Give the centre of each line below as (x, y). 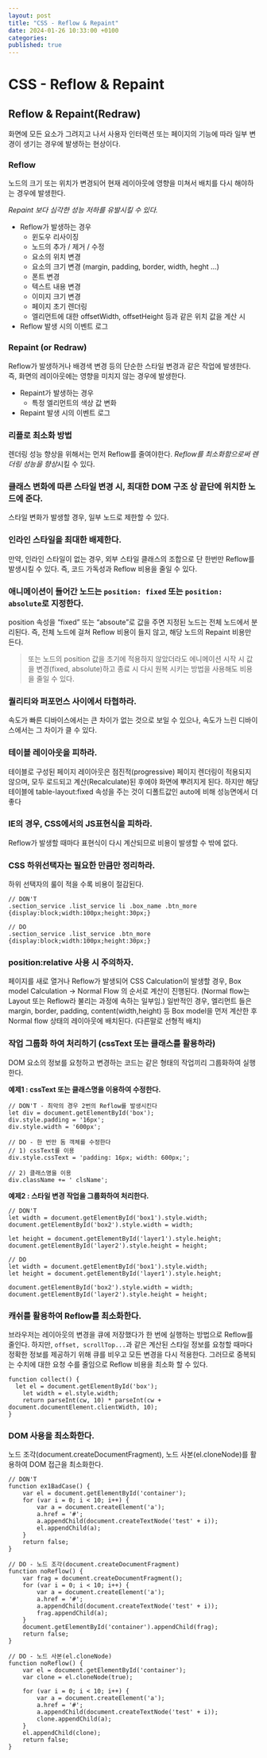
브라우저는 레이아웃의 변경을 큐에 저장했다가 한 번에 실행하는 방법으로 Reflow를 (131, 1334)
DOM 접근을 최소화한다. (66, 1464)
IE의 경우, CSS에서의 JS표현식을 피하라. (80, 824)
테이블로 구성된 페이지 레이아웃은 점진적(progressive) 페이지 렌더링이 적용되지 (130, 772)
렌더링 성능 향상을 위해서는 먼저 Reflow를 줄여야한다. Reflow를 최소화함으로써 (129, 454)
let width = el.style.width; (71, 1393)
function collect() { (44, 1379)
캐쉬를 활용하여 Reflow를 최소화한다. (75, 1316)
